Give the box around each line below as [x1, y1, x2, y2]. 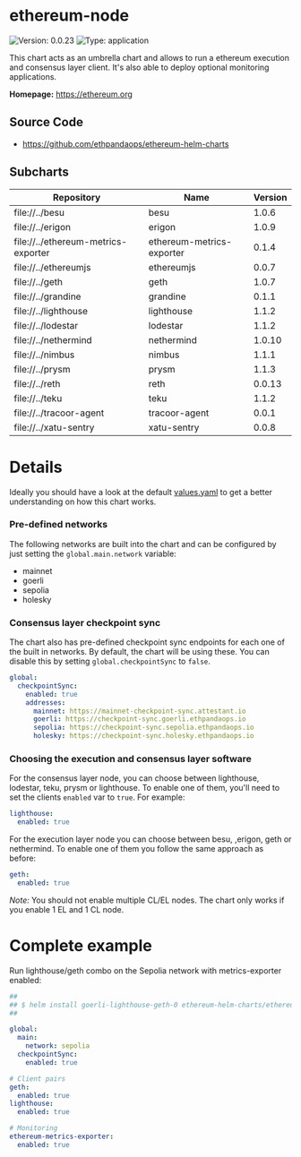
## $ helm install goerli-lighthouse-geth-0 [9, 1000, 178, 1009]
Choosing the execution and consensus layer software [9, 753, 253, 766]
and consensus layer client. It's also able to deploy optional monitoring [9, 62, 270, 73]
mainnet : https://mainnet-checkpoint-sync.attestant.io [32, 707, 246, 716]
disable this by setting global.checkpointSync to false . [9, 656, 211, 667]
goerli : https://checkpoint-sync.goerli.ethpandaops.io [32, 715, 246, 724]
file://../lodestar [13, 319, 79, 331]
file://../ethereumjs [13, 261, 91, 273]
